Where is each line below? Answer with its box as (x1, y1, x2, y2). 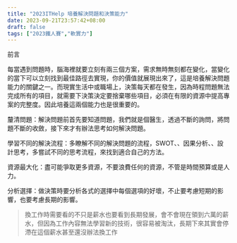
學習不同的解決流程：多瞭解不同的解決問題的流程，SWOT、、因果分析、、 (7, 139, 218, 148)
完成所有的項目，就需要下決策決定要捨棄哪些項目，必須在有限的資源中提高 (7, 92, 224, 100)
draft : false (7, 23, 46, 30)
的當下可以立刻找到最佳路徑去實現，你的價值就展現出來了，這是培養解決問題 (7, 74, 230, 82)
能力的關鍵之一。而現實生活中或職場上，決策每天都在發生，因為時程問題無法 (7, 82, 230, 92)
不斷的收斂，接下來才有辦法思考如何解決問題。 (13, 124, 150, 132)
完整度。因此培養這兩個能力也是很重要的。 (19, 100, 143, 109)
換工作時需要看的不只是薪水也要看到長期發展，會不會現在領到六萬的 (24, 211, 223, 219)
